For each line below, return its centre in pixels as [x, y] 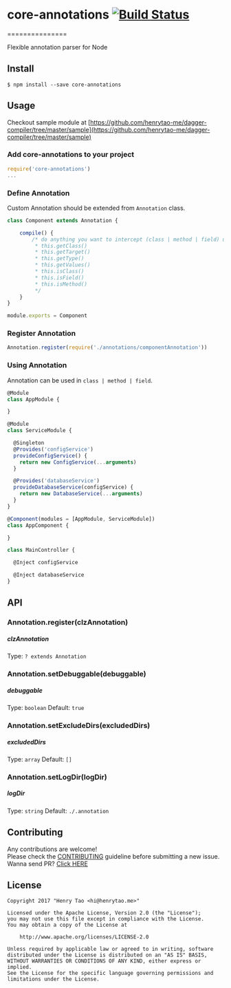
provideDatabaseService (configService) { [74, 487]
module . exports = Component [47, 316]
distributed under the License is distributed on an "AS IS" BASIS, [107, 955]
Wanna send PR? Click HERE [47, 863]
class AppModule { [33, 399]
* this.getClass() [61, 246]
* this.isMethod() [61, 284]
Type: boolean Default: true [46, 708]
